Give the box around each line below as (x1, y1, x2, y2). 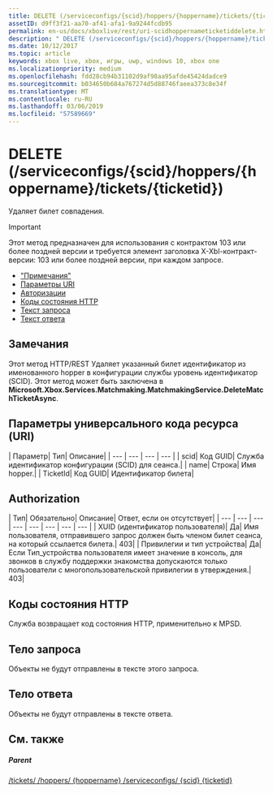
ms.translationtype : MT (8, 87, 89, 96)
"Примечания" (19, 270, 71, 280)
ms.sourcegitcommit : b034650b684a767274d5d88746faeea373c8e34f (8, 80, 227, 88)
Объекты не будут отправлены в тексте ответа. (8, 709, 173, 718)
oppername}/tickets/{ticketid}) (8, 179, 223, 198)
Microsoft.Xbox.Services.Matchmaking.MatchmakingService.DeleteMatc (8, 385, 264, 394)
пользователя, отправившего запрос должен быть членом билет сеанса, (8, 531, 263, 541)
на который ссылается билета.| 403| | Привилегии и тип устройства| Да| (8, 539, 262, 549)
